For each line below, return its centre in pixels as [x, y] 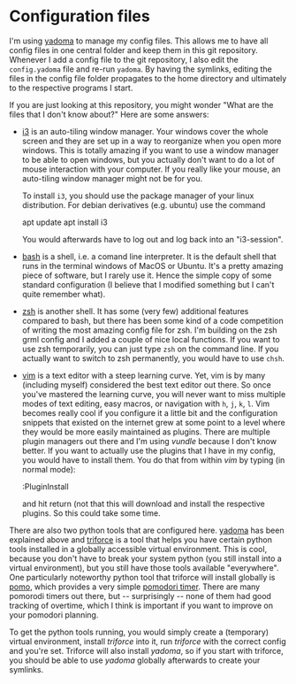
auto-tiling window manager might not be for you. [112, 178]
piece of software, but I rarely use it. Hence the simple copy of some [147, 275]
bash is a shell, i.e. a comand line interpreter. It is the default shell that [149, 256]
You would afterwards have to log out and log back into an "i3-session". [152, 239]
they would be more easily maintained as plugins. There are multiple [146, 432]
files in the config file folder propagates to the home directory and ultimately [148, 78]
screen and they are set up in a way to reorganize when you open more [152, 141]
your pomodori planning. [54, 615]
